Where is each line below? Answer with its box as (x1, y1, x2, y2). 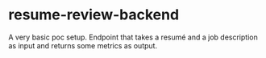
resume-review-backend (8, 6, 180, 24)
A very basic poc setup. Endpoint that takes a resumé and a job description (8, 32, 258, 42)
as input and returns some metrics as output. (8, 40, 158, 50)
